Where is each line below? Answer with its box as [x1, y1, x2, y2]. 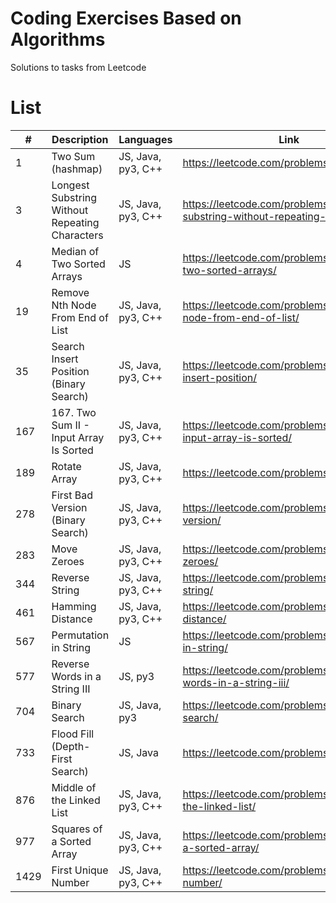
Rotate [51, 459, 82, 473]
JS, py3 [118, 669, 155, 683]
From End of [51, 310, 109, 324]
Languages [118, 132, 173, 146]
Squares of [51, 822, 103, 836]
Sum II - [51, 418, 90, 432]
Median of [51, 244, 100, 258]
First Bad [51, 488, 94, 502]
